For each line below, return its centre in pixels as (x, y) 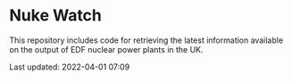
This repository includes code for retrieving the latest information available (146, 40)
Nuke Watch (56, 16)
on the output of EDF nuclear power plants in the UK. (106, 49)
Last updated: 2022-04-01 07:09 (70, 67)
